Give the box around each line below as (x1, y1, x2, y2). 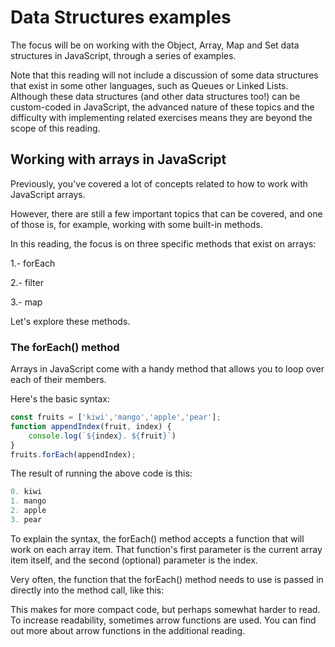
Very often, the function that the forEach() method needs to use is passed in (10, 573, 324, 585)
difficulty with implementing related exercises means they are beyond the (10, 111, 313, 123)
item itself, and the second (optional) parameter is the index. (10, 554, 258, 566)
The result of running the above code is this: (10, 467, 193, 480)
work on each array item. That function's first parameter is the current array (10, 543, 323, 555)
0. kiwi (10, 487, 43, 497)
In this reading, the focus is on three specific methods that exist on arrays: (10, 237, 317, 250)
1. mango (10, 496, 47, 506)
